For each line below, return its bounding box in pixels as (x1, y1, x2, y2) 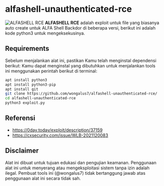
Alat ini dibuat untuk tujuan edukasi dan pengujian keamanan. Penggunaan (5, 159, 157, 165)
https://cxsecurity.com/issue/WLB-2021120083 (12, 132, 108, 138)
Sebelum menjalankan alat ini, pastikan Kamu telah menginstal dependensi (5, 58, 157, 63)
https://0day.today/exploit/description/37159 (12, 127, 103, 133)
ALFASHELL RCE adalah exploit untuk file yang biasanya (45, 20, 160, 26)
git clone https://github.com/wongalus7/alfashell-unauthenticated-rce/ (5, 91, 158, 96)
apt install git (5, 87, 38, 92)
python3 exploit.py (5, 100, 45, 105)
